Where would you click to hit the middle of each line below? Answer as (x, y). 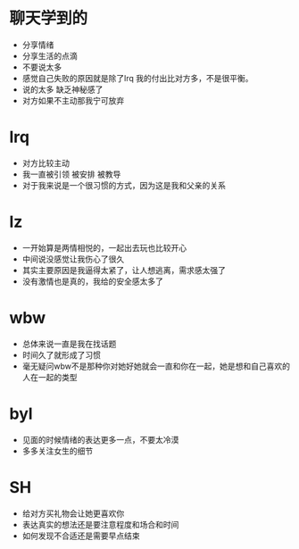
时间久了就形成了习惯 (61, 354)
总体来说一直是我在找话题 (69, 344)
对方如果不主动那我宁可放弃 (73, 100)
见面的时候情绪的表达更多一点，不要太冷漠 (100, 439)
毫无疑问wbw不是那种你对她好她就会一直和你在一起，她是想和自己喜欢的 (156, 366)
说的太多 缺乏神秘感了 (62, 89)
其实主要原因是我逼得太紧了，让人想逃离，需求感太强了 (124, 270)
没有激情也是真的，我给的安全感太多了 (92, 281)
